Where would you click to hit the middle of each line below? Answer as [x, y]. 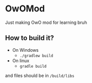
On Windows [25, 50]
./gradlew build [36, 56]
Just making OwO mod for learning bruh [46, 22]
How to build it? [30, 38]
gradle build [33, 66]
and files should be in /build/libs [40, 76]
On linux [21, 61]
